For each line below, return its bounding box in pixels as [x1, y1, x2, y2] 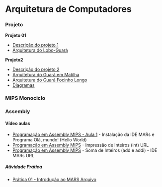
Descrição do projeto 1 [12, 42, 59, 48]
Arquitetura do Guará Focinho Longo [12, 77, 87, 83]
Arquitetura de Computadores [5, 3, 132, 15]
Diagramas [12, 82, 35, 88]
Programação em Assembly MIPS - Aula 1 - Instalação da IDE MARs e [12, 131, 155, 137]
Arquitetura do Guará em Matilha [12, 72, 80, 78]
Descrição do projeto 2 [12, 66, 60, 72]
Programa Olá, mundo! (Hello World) [12, 136, 87, 142]
